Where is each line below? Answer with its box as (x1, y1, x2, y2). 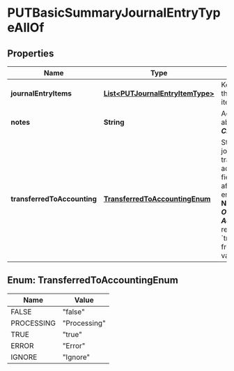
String (103, 117, 125, 127)
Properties (7, 47, 54, 59)
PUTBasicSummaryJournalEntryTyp (7, 5, 221, 21)
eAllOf (7, 20, 45, 36)
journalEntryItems (10, 89, 72, 98)
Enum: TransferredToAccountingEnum (7, 274, 179, 287)
